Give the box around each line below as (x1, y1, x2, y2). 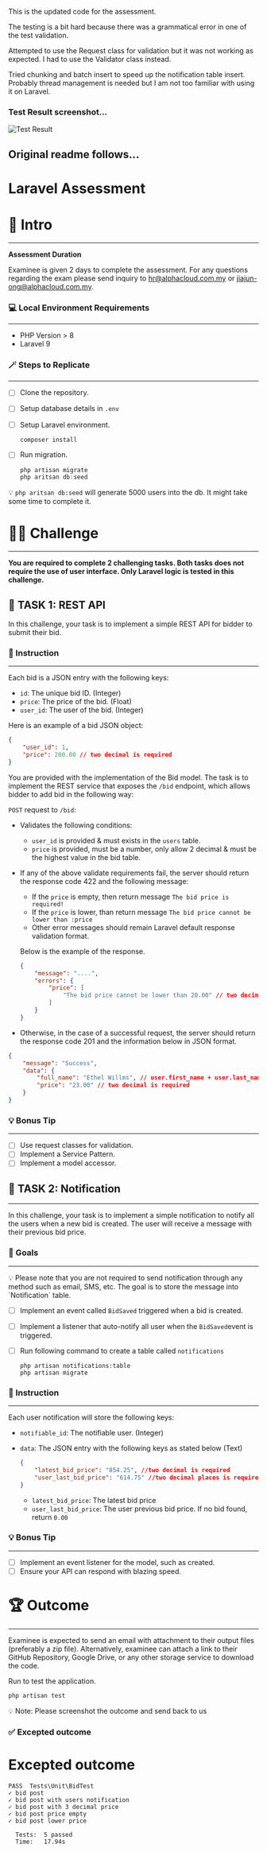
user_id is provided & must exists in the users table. (31, 835, 201, 845)
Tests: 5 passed (15, 1831, 73, 1838)
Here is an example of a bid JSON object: (8, 721, 144, 730)
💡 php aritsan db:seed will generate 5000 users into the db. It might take (8, 488, 248, 498)
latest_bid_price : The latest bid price (31, 1495, 157, 1505)
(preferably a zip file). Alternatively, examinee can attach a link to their (8, 1644, 238, 1653)
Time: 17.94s (15, 1838, 66, 1846)
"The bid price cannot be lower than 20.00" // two (62, 991, 238, 1000)
